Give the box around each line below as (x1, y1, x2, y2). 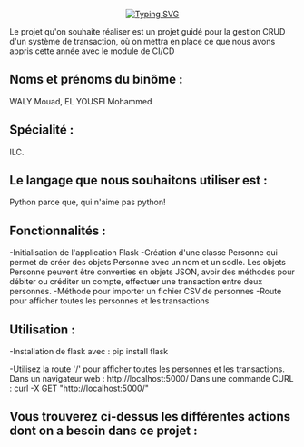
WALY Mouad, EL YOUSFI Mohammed (9, 95, 152, 106)
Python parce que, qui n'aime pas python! (9, 196, 166, 208)
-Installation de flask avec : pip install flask (9, 346, 169, 357)
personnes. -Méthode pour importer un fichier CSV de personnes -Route (9, 286, 282, 297)
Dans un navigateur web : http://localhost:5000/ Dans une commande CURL (9, 373, 294, 384)
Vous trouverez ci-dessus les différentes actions (9, 409, 291, 424)
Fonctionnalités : (9, 223, 106, 238)
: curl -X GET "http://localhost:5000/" (9, 382, 150, 394)
